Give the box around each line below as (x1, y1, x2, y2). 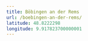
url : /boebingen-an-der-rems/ (6, 14, 83, 20)
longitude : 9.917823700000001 (6, 25, 83, 32)
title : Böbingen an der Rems (6, 8, 80, 15)
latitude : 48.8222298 (6, 20, 61, 26)
